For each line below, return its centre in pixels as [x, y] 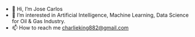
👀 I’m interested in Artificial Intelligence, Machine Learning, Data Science [100, 15]
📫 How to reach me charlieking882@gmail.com [70, 28]
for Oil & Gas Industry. [38, 21]
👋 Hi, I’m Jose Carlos [37, 9]
